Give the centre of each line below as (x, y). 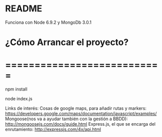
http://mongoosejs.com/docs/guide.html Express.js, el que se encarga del (80, 124)
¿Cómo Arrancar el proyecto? (67, 42)
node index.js (19, 99)
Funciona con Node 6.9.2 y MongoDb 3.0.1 (48, 22)
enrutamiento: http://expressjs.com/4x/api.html (53, 130)
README (24, 9)
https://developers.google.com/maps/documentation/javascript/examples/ (81, 114)
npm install (16, 89)
